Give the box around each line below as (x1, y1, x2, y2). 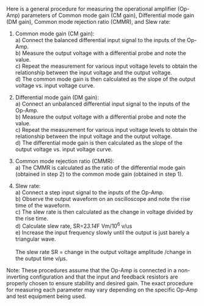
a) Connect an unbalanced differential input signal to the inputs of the (15, 100, 191, 107)
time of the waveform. (15, 202, 71, 209)
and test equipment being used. (6, 293, 87, 300)
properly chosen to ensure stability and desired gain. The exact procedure (6, 279, 194, 286)
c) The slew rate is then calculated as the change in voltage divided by (15, 208, 194, 216)
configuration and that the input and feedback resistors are (29, 273, 178, 280)
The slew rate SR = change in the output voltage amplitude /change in (15, 248, 191, 255)
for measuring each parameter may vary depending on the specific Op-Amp (6, 286, 198, 293)
